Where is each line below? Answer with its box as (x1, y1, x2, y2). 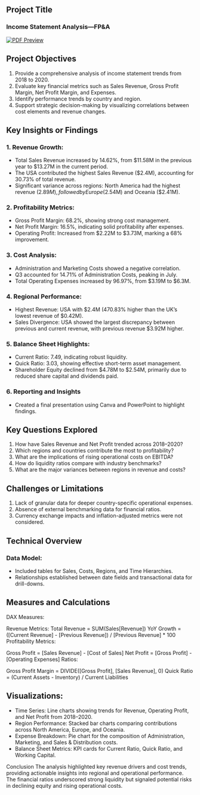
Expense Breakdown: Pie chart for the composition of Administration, (14, 732, 185, 739)
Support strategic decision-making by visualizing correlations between (14, 101, 189, 108)
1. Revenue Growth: (6, 143, 64, 151)
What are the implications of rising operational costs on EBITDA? (14, 453, 174, 460)
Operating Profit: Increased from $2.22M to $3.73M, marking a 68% (14, 230, 183, 237)
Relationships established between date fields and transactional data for (14, 574, 193, 581)
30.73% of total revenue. (14, 176, 76, 183)
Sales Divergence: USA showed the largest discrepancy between (14, 318, 175, 326)
